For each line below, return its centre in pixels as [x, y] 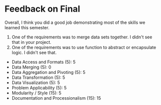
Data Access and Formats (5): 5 [44, 62]
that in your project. [32, 42]
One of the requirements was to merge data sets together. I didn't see [82, 37]
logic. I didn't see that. [34, 52]
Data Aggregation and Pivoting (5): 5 [48, 72]
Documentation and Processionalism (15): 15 [56, 98]
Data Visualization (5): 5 [36, 82]
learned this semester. [27, 27]
